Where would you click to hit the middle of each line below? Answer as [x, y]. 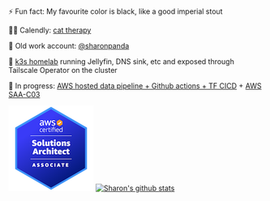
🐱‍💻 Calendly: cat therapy [50, 30]
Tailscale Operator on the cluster [63, 70]
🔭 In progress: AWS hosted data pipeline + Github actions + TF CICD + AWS [135, 86]
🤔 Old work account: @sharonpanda [69, 46]
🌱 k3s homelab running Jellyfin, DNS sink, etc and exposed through [122, 62]
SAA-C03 [24, 94]
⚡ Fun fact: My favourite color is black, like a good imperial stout [116, 11]
